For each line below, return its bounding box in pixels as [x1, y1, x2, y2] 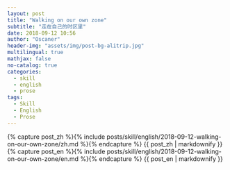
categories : [7, 68, 42, 75]
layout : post [7, 10, 45, 17]
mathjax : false [7, 56, 51, 62]
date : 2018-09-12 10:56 [7, 29, 76, 37]
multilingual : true [7, 49, 64, 56]
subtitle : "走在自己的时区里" [7, 23, 87, 30]
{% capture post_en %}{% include [7, 147, 106, 155]
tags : [7, 94, 23, 101]
